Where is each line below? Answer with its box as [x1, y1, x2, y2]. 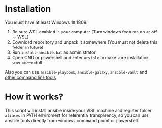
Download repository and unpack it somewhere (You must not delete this [12, 39, 158, 45]
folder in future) [12, 44, 44, 50]
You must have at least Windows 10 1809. [5, 19, 88, 25]
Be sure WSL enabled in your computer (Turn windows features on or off [12, 29, 157, 34]
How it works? [5, 91, 64, 102]
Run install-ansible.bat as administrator [12, 49, 96, 55]
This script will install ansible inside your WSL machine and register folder [5, 107, 152, 113]
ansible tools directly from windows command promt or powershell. [5, 117, 139, 123]
